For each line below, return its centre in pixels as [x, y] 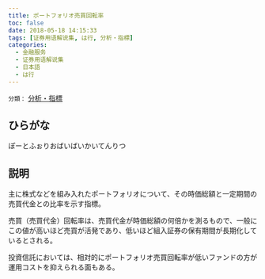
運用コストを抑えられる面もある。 [64, 267]
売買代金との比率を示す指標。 [57, 204]
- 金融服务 [31, 52]
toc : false [26, 23]
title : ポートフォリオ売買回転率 [56, 15]
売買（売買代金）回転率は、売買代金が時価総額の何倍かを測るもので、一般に [133, 221]
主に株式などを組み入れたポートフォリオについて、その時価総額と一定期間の [132, 194]
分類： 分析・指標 [36, 98]
